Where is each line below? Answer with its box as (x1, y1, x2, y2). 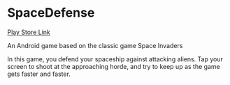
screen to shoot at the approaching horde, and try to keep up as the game (7, 62, 220, 70)
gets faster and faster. (7, 70, 71, 78)
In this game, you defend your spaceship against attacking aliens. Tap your (7, 54, 224, 63)
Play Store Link (7, 28, 51, 36)
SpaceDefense (7, 5, 95, 21)
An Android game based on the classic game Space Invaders (7, 41, 183, 49)
